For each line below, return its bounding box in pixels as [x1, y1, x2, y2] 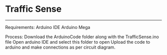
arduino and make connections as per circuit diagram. [5, 44, 116, 50]
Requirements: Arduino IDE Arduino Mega [5, 24, 90, 30]
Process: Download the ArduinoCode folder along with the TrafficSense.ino [5, 33, 159, 40]
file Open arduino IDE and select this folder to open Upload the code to [5, 39, 151, 45]
